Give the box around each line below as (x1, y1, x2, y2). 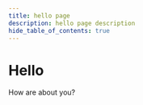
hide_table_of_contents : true (8, 26, 111, 34)
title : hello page (8, 11, 70, 20)
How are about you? (8, 87, 75, 97)
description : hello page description (8, 19, 136, 27)
